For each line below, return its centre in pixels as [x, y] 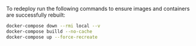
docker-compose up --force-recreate [52, 37]
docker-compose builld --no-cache [49, 31]
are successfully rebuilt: [36, 15]
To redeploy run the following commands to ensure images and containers [98, 9]
